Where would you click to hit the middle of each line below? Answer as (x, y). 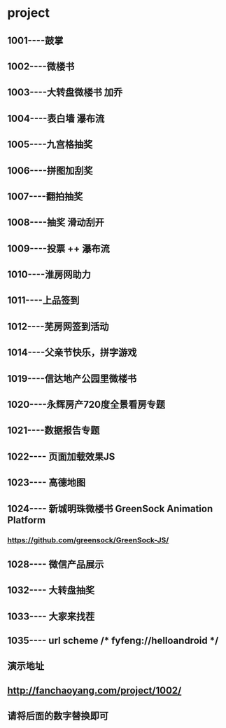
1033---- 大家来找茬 (51, 616)
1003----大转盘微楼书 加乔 (65, 92)
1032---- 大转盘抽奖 (51, 590)
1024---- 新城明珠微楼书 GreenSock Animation (110, 508)
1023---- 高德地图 (47, 482)
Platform (27, 520)
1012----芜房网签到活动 (58, 326)
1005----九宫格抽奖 (50, 145)
